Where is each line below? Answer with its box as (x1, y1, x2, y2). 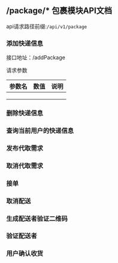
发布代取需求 (6, 144, 44, 152)
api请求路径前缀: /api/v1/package (6, 23, 87, 30)
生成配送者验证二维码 (6, 214, 68, 223)
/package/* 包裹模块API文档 (6, 5, 113, 16)
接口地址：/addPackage (6, 54, 66, 61)
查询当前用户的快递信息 (6, 126, 74, 135)
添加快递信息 (6, 39, 44, 47)
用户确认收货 (6, 249, 44, 258)
